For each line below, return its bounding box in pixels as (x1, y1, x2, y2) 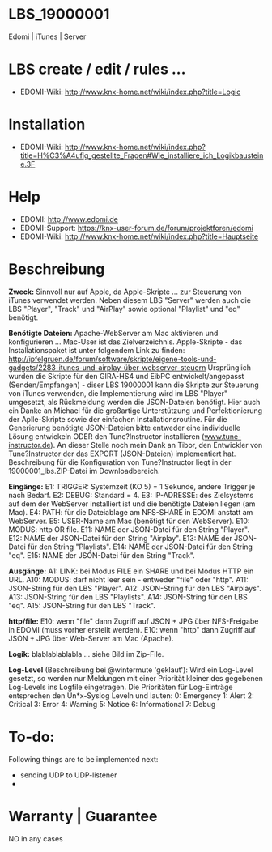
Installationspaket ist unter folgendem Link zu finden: (8, 345, 185, 355)
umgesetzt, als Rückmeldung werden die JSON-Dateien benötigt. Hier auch (8, 397, 261, 407)
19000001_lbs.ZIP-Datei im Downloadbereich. (8, 466, 160, 475)
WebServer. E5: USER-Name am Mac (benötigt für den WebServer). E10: (8, 516, 250, 526)
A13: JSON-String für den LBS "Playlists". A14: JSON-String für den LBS (8, 592, 249, 602)
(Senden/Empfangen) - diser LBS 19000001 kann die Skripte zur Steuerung (8, 380, 259, 390)
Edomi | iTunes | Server (8, 32, 87, 41)
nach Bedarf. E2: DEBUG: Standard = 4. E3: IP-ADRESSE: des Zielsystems (8, 490, 254, 500)
